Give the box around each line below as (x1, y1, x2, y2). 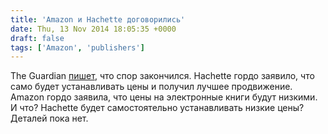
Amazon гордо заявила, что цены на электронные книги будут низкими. (10, 91, 318, 103)
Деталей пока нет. (10, 112, 89, 125)
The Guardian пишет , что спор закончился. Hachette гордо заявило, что (10, 70, 315, 82)
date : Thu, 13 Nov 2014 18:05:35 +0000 (10, 24, 177, 34)
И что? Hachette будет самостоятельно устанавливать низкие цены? (10, 102, 305, 114)
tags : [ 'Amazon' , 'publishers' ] (10, 42, 145, 53)
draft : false (10, 33, 65, 43)
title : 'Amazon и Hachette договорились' (10, 14, 186, 25)
